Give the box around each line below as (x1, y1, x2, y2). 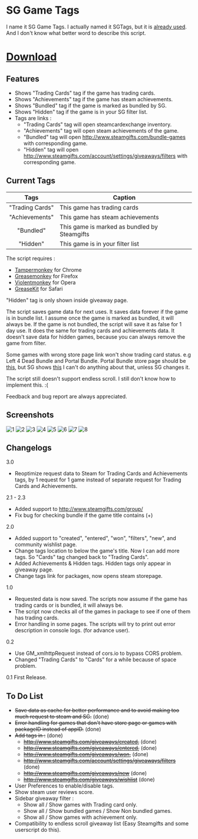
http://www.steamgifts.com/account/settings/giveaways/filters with (23, 152, 187, 159)
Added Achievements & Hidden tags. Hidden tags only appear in (14, 560, 171, 567)
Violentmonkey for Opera (14, 279, 76, 286)
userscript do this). (14, 827, 61, 834)
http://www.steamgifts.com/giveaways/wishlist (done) (23, 776, 155, 783)
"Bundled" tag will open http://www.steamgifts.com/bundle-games (23, 133, 186, 140)
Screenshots (6, 410, 54, 420)
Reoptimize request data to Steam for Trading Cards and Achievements (14, 470, 188, 477)
